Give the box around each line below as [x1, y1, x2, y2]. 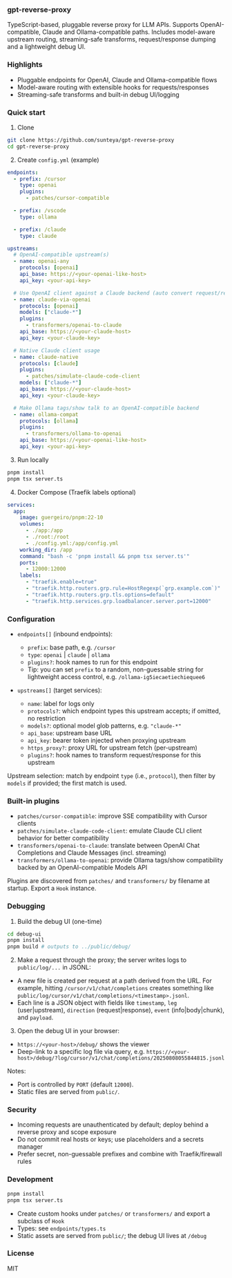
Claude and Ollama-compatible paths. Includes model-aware [42, 28, 215, 36]
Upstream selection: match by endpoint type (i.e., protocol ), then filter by [7, 771, 216, 779]
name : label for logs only [27, 699, 95, 707]
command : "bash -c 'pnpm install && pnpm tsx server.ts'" [19, 553, 190, 559]
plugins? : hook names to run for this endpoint [27, 658, 158, 666]
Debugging [7, 901, 46, 911]
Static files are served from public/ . [17, 1088, 119, 1096]
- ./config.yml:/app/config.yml [25, 539, 119, 547]
